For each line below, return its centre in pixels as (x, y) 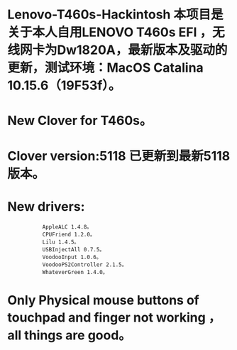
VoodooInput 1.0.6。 (72, 257)
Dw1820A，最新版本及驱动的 (142, 50)
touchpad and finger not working (106, 317)
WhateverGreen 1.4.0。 (75, 272)
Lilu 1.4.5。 (61, 242)
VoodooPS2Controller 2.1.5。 (85, 264)
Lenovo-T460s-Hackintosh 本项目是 (115, 15)
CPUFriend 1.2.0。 (69, 234)
